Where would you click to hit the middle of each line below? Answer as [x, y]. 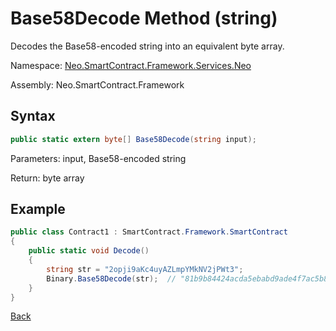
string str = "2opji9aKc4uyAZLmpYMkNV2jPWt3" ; [145, 269]
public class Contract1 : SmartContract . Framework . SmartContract [149, 232]
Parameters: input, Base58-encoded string [98, 158]
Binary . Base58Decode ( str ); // [111, 278]
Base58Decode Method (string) [144, 18]
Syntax [33, 116]
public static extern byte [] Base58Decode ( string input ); [133, 139]
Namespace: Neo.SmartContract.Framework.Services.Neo [131, 65]
